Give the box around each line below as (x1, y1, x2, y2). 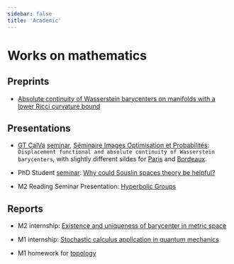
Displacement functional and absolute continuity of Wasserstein (17, 149, 215, 156)
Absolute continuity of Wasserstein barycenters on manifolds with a (17, 94, 216, 103)
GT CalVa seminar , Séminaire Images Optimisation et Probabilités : (17, 141, 210, 149)
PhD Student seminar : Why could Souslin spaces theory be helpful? (17, 168, 216, 177)
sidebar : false (7, 10, 52, 18)
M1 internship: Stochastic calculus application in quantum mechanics (17, 235, 220, 244)
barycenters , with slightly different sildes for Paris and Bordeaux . (17, 155, 208, 163)
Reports (7, 202, 44, 214)
